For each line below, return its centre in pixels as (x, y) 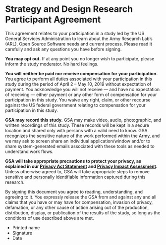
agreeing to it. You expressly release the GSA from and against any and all (81, 197)
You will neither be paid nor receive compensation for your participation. (82, 73)
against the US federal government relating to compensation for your (76, 105)
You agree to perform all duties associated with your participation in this (79, 79)
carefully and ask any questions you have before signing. (63, 49)
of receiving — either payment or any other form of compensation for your (81, 95)
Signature (22, 233)
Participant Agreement (53, 20)
